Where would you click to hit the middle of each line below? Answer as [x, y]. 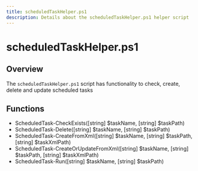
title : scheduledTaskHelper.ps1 [46, 12]
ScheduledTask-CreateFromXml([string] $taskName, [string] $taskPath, [104, 136]
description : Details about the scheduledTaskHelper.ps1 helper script [97, 17]
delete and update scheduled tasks [50, 90]
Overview [25, 69]
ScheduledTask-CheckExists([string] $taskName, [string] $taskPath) [100, 123]
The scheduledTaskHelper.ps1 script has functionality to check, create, [93, 83]
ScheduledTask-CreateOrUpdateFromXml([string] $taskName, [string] [102, 149]
